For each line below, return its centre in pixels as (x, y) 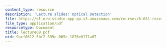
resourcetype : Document (30, 28)
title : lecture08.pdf (28, 32)
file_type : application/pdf (34, 23)
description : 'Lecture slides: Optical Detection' (59, 14)
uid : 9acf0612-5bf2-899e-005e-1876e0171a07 (51, 37)
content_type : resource (30, 10)
